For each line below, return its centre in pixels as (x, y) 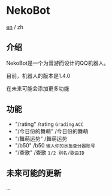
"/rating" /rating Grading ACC (49, 124)
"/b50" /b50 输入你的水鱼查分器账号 (55, 145)
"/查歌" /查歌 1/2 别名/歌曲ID (50, 152)
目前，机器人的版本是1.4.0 (38, 76)
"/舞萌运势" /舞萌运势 (41, 138)
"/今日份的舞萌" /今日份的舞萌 (52, 131)
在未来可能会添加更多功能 (38, 88)
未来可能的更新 (34, 173)
